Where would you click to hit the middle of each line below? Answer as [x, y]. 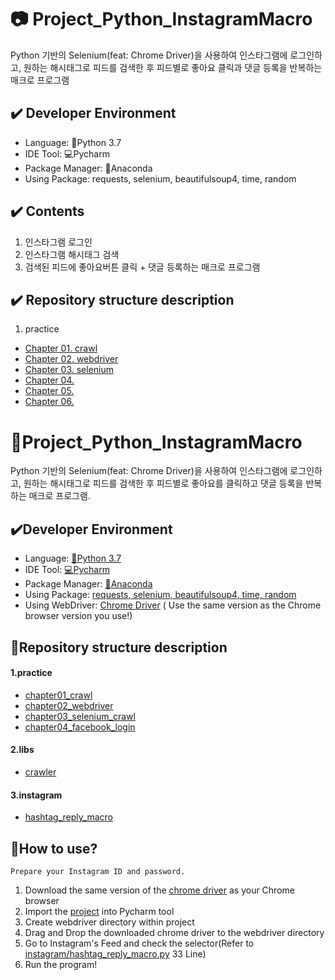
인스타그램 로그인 [58, 242]
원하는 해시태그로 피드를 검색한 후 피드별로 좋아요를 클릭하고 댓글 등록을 [163, 483]
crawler [40, 772]
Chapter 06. [49, 402]
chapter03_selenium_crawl [80, 716]
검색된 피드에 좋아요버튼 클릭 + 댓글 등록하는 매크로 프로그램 [142, 267]
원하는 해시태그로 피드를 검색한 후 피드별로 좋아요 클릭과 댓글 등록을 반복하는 [173, 67]
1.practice [31, 673]
